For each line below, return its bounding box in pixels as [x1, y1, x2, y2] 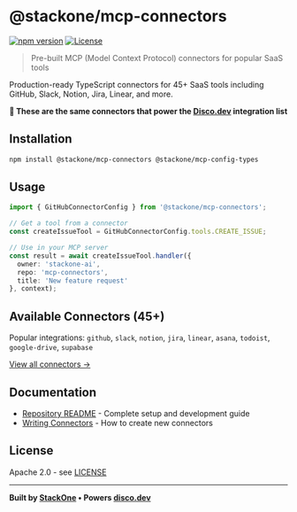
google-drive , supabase [9, 342, 94, 353]
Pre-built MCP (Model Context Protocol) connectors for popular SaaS [30, 52, 284, 63]
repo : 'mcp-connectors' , [17, 268, 109, 276]
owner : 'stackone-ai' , [17, 260, 101, 268]
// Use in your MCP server [9, 244, 109, 252]
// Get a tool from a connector [9, 219, 128, 228]
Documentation [9, 384, 97, 400]
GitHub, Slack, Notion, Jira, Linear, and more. [9, 89, 174, 99]
